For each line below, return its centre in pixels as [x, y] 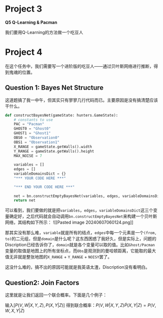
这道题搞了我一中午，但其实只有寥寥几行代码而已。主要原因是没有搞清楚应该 [81, 100]
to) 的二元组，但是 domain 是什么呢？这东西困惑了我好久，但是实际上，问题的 [81, 239]
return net [25, 200]
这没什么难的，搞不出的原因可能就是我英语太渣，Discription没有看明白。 [77, 267]
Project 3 [24, 9]
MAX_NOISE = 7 [28, 156]
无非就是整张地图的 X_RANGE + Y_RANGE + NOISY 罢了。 [61, 257]
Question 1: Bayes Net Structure [54, 88]
